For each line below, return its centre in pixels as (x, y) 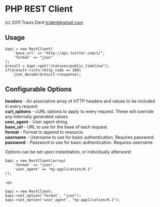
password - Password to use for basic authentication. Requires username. (80, 142)
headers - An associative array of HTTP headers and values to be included (80, 101)
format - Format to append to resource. (45, 132)
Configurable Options (38, 89)
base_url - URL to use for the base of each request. (57, 127)
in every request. (22, 106)
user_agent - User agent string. (37, 121)
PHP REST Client (39, 9)
